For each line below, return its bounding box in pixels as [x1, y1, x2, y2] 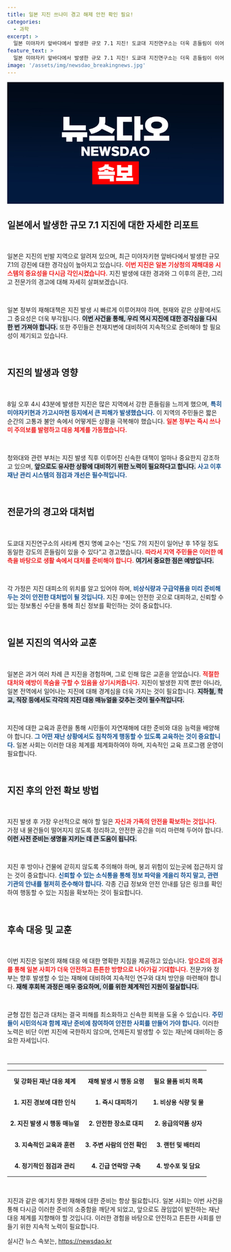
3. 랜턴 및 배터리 [156, 1141, 201, 1149]
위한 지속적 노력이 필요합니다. [19, 1222, 99, 1231]
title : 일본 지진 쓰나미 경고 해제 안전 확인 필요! [7, 11, 134, 18]
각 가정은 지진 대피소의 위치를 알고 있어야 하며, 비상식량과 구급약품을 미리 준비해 [7, 584, 221, 592]
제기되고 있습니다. [19, 332, 68, 340]
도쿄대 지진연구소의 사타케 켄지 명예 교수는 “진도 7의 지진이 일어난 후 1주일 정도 [7, 539, 219, 547]
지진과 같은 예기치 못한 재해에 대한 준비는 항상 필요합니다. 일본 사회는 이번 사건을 [7, 1197, 223, 1205]
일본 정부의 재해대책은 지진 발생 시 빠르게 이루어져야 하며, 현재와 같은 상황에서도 [7, 306, 222, 314]
